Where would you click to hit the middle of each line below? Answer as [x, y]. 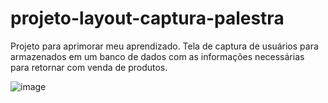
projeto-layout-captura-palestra [147, 18]
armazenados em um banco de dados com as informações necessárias [157, 56]
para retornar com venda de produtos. [89, 67]
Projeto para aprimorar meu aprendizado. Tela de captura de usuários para [164, 46]
